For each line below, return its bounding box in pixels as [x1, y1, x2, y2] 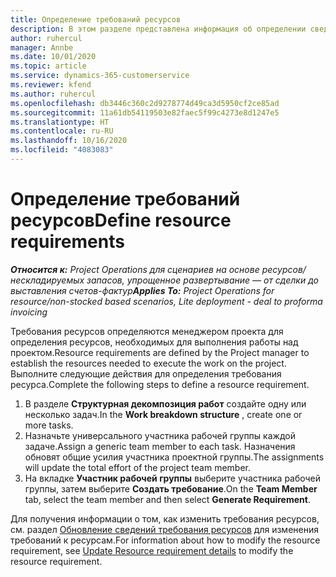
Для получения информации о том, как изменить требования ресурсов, [10, 512, 320, 525]
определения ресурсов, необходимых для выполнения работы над [10, 336, 299, 348]
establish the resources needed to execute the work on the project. [10, 357, 287, 369]
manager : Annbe [10, 42, 74, 53]
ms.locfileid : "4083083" [10, 145, 114, 155]
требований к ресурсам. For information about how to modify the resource [10, 534, 321, 546]
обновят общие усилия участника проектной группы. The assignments [24, 451, 325, 463]
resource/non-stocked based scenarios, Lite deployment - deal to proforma [10, 295, 323, 307]
